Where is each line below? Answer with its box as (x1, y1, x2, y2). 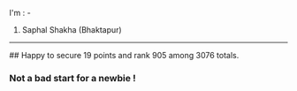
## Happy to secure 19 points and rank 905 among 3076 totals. (9, 50, 240, 60)
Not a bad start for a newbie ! (9, 72, 137, 84)
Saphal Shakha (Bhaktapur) (21, 25, 122, 34)
